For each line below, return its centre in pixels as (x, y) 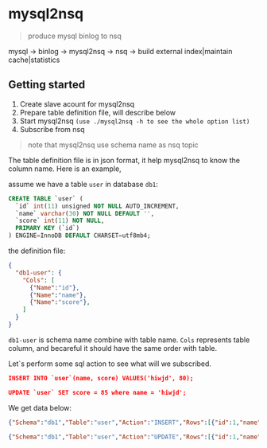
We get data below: (40, 407)
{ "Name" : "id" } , (54, 287)
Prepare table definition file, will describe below (98, 112)
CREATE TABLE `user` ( (46, 199)
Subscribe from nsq (52, 129)
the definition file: (37, 251)
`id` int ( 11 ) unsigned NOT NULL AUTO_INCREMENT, (97, 206)
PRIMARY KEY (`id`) (48, 228)
